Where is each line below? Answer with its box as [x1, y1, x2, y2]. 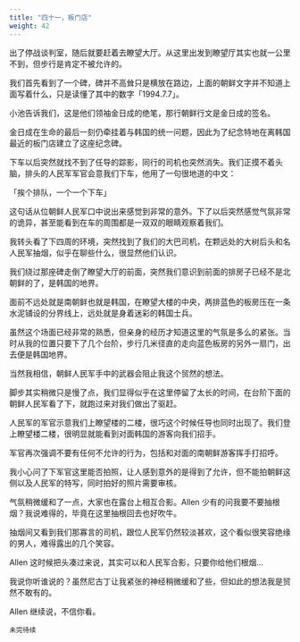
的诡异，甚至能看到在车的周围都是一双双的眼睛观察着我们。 [9, 216, 229, 228]
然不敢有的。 [9, 587, 56, 597]
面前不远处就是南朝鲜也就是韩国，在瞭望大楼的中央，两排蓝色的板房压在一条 [9, 296, 291, 307]
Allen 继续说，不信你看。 [9, 605, 101, 617]
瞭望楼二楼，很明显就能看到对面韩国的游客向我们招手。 [16, 428, 221, 439]
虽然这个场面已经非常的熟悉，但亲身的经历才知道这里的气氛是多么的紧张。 [9, 326, 283, 337]
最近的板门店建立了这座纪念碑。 [9, 138, 127, 148]
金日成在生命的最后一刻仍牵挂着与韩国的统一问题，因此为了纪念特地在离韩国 [9, 126, 291, 137]
